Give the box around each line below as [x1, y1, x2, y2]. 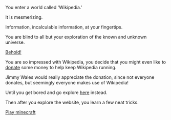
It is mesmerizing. [5, 14, 43, 20]
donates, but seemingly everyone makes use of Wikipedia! [5, 80, 129, 85]
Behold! [5, 49, 22, 55]
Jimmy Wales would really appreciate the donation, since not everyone [5, 74, 155, 80]
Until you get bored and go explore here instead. [5, 89, 108, 96]
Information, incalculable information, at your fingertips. [5, 24, 123, 30]
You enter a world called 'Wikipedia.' [5, 5, 82, 10]
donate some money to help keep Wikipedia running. [5, 65, 117, 70]
